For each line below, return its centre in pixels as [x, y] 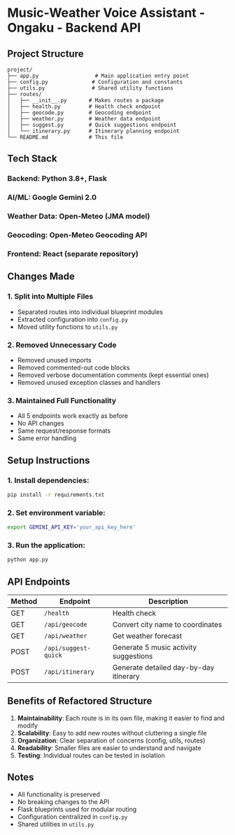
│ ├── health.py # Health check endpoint [84, 107]
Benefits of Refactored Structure [80, 701]
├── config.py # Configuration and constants [95, 82]
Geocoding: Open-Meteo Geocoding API [77, 235]
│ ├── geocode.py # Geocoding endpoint [79, 113]
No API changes [41, 423]
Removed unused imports [55, 360]
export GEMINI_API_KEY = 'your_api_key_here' [72, 527]
